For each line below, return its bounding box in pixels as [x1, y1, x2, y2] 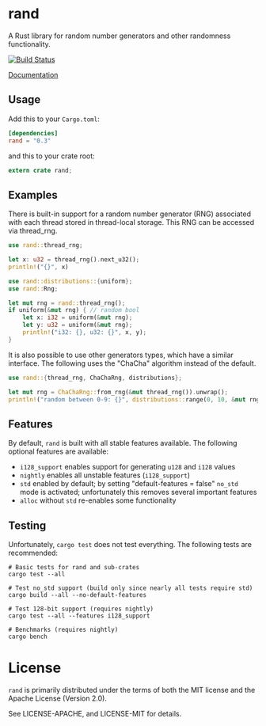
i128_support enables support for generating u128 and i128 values [19, 462, 236, 472]
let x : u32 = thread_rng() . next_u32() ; [8, 256, 140, 264]
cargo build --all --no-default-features [8, 591, 147, 599]
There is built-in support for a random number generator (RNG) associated [8, 209, 252, 219]
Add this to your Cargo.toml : [8, 114, 101, 124]
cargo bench [8, 633, 47, 641]
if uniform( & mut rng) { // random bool [8, 306, 140, 314]
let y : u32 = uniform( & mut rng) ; [22, 321, 133, 329]
